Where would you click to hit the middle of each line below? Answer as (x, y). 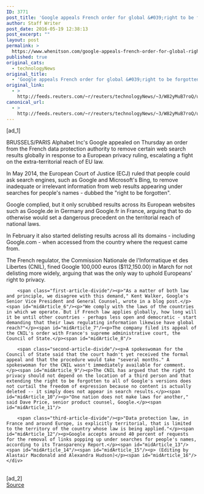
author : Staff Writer (34, 23)
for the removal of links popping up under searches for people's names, (102, 440)
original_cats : (25, 63)
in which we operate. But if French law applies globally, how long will (102, 312)
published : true (27, 57)
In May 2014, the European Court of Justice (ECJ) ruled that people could (98, 174)
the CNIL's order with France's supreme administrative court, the (93, 333)
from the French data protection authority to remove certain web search (96, 149)
